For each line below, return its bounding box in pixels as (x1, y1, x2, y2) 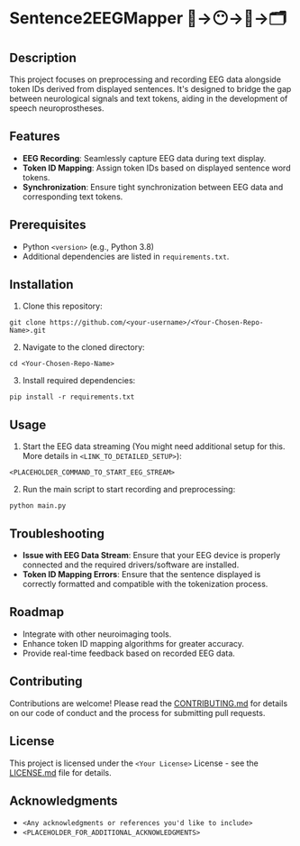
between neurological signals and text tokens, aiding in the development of (9, 93, 288, 104)
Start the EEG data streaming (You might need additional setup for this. (22, 441, 286, 452)
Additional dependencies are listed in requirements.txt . (22, 251, 230, 262)
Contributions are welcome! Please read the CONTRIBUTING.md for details (9, 697, 288, 709)
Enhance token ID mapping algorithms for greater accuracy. (22, 638, 245, 648)
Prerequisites (9, 217, 86, 233)
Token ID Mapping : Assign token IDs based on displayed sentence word (22, 162, 291, 173)
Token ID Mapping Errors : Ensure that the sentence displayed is (22, 569, 261, 580)
